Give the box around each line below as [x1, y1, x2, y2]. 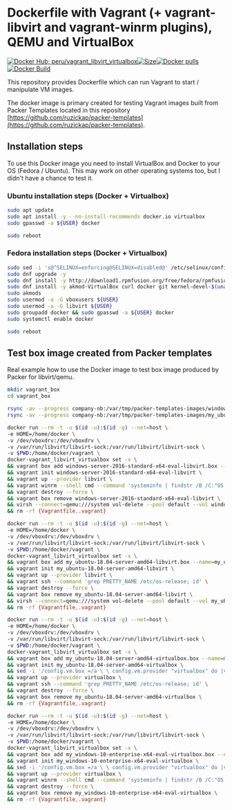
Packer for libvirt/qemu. [7, 373, 75, 381]
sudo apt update [7, 207, 54, 214]
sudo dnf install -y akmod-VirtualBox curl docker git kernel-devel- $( [7, 284, 217, 291]
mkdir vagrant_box [7, 386, 60, 394]
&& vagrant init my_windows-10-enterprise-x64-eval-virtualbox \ [7, 757, 199, 764]
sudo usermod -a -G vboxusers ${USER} [7, 296, 119, 304]
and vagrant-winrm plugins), [43, 19, 213, 35]
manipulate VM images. [7, 85, 75, 93]
